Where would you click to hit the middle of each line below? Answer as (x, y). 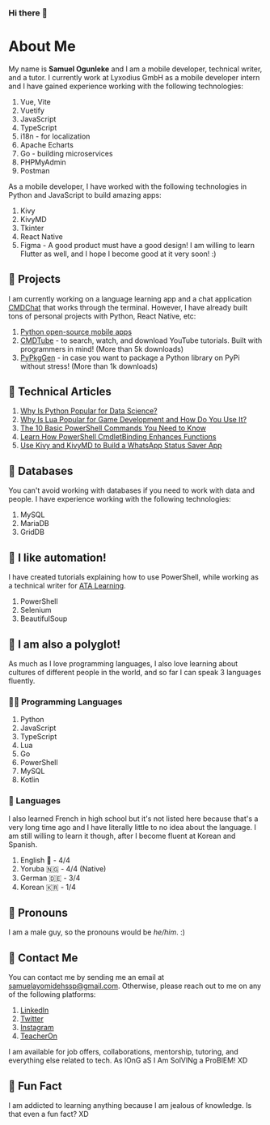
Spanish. (23, 844)
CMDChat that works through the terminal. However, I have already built (128, 307)
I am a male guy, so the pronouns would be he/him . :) (97, 932)
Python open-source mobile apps (76, 332)
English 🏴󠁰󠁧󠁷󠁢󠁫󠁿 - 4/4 (45, 860)
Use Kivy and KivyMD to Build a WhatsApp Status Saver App (121, 446)
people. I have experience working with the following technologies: (120, 499)
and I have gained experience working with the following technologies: (126, 86)
